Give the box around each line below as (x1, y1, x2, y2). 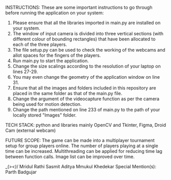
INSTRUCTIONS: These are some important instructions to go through (5, 5, 153, 10)
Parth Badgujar (5, 169, 37, 175)
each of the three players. (12, 41, 67, 48)
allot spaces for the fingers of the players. (12, 52, 101, 58)
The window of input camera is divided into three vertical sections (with (12, 31, 164, 36)
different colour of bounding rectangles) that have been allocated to (12, 36, 156, 42)
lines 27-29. (12, 69, 38, 75)
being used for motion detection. (12, 101, 82, 107)
